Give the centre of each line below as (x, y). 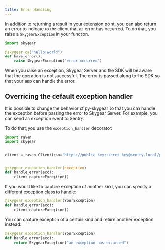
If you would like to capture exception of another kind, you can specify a (78, 187)
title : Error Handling (28, 10)
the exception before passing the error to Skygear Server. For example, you (82, 113)
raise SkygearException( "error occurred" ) (58, 61)
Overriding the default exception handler (69, 96)
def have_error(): (24, 56)
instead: (13, 224)
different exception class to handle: (41, 192)
